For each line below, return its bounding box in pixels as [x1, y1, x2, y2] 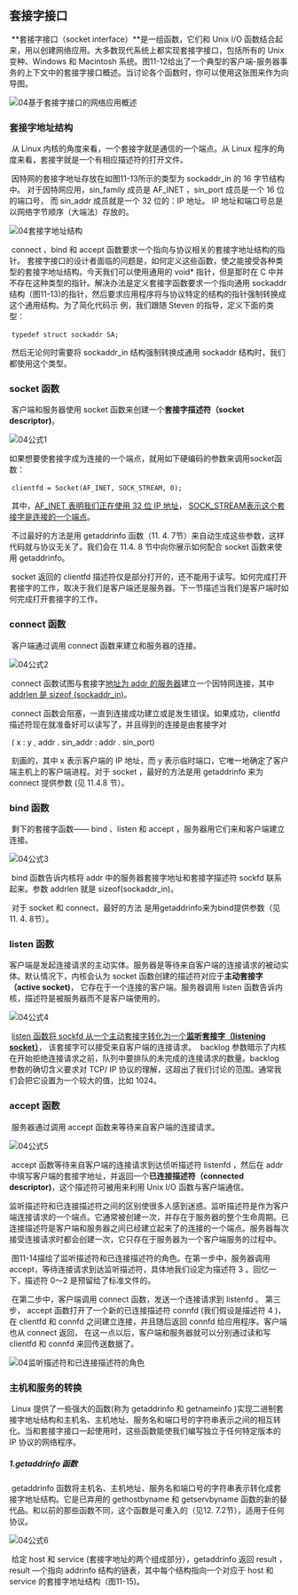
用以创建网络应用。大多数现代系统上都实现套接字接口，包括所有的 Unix [24, 44, 285, 55]
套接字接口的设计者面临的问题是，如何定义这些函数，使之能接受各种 [26, 256, 276, 267]
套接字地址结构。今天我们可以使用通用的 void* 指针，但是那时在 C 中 [24, 267, 277, 277]
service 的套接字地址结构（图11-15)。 [9, 1575, 145, 1586]
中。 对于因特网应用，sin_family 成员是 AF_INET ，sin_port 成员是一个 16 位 [9, 185, 286, 195]
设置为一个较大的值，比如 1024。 [39, 1075, 161, 1086]
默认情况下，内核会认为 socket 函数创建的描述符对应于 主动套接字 [24, 971, 263, 982]
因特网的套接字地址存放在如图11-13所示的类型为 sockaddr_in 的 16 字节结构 [11, 173, 286, 184]
